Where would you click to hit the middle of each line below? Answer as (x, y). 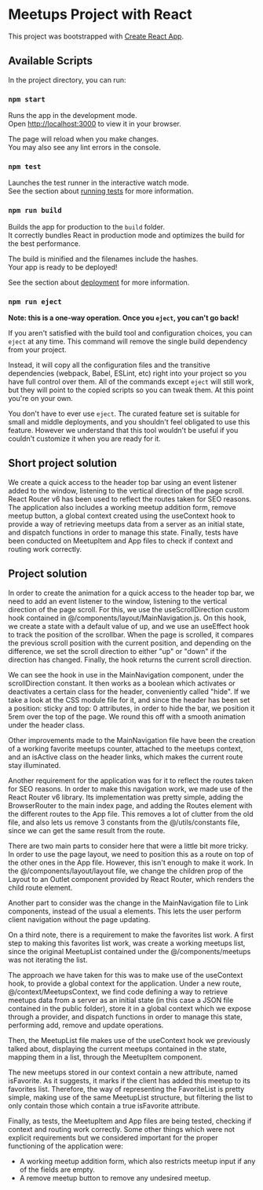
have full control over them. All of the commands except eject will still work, (131, 381)
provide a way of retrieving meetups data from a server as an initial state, (126, 523)
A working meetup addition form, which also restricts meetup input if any (137, 1161)
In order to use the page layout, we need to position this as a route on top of (131, 854)
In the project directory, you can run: (67, 79)
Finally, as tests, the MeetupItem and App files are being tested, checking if (130, 1121)
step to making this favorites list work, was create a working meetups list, (127, 943)
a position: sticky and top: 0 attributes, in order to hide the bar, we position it (131, 708)
